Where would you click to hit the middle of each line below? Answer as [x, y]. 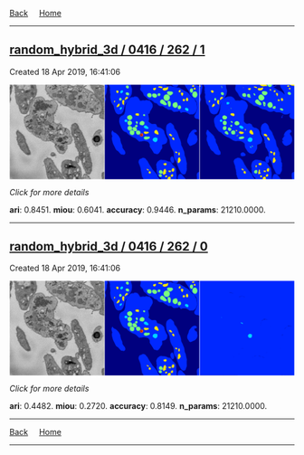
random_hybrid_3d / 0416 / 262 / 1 [107, 50]
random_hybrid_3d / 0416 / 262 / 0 [109, 246]
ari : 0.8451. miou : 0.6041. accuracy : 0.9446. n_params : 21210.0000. [138, 209]
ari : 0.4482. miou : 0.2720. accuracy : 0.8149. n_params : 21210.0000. [138, 406]
